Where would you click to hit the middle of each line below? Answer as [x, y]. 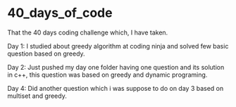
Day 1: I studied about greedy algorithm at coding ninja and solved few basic [118, 46]
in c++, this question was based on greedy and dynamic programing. [107, 75]
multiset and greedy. [37, 96]
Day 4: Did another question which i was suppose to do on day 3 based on [116, 88]
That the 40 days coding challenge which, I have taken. [88, 32]
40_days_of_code [60, 13]
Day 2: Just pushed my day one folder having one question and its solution [116, 67]
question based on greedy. [46, 53]
